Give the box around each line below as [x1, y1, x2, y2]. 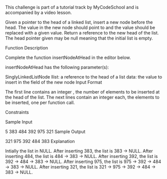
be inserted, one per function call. [5, 99, 75, 105]
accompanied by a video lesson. [5, 9, 72, 15]
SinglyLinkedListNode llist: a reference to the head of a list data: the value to [5, 74, 162, 79]
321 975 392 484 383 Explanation [5, 138, 75, 144]
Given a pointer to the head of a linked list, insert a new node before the [5, 19, 153, 25]
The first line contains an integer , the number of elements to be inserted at [5, 89, 160, 94]
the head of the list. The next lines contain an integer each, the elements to [5, 94, 160, 100]
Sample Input [5, 119, 32, 124]
